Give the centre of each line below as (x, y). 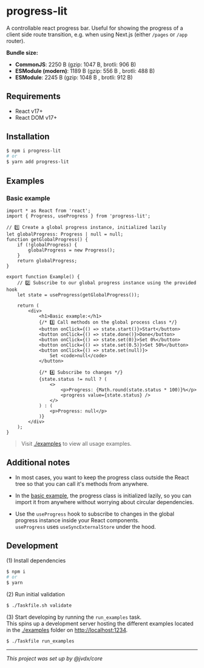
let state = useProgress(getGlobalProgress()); (78, 295)
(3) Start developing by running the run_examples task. (74, 617)
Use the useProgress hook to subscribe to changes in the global (95, 514)
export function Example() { (43, 277)
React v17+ (29, 111)
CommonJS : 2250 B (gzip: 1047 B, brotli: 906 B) (76, 64)
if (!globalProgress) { (47, 245)
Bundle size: (22, 52)
